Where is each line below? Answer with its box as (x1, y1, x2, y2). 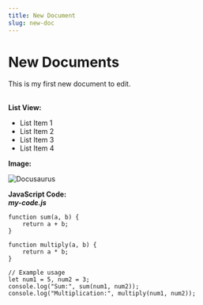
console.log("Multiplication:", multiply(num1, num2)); (8, 290, 196, 298)
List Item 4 (19, 143, 55, 153)
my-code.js (8, 198, 47, 208)
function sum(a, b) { (8, 213, 80, 222)
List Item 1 (19, 118, 53, 128)
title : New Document (8, 11, 77, 20)
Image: (8, 159, 32, 169)
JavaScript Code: (8, 189, 67, 199)
